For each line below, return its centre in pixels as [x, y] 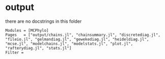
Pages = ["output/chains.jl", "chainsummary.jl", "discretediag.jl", [83, 35]
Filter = [15, 52]
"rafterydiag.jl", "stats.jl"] [38, 48]
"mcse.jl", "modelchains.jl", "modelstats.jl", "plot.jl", [69, 44]
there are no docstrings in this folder [44, 21]
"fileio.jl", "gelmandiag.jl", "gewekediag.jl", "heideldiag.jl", [77, 39]
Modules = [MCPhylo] [27, 30]
